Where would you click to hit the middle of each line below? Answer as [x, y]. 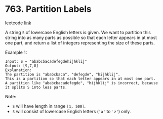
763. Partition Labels [48, 9]
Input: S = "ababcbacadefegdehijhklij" [46, 61]
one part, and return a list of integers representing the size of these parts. [80, 42]
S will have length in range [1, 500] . [49, 106]
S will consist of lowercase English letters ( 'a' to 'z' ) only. [72, 111]
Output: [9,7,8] [22, 66]
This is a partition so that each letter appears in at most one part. [80, 79]
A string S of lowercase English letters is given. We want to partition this [78, 32]
